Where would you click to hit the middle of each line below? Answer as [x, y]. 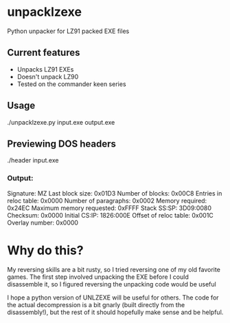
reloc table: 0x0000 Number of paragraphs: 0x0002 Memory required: [107, 200]
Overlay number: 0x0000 [43, 222]
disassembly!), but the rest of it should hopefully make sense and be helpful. [115, 312]
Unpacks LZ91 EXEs [45, 69]
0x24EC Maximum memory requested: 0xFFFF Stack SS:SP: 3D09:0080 [109, 208]
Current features [44, 53]
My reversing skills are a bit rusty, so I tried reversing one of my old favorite [114, 269]
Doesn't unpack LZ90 [48, 76]
